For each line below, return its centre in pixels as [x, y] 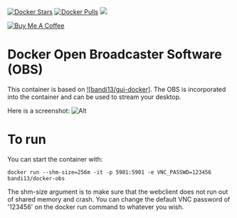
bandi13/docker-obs [36, 178]
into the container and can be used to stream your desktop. [94, 97]
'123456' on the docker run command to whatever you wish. [96, 207]
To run [27, 140]
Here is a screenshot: [38, 110]
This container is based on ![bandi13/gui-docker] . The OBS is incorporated [117, 89]
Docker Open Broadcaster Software [115, 54]
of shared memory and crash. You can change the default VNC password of [119, 199]
